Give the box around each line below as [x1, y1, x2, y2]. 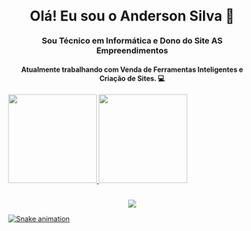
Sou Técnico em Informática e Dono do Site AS [42, 35, 223, 47]
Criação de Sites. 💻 [99, 73, 165, 83]
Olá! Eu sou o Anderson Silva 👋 [30, 7, 234, 25]
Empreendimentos [96, 45, 168, 56]
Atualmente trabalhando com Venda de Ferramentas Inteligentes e [20, 65, 244, 74]
